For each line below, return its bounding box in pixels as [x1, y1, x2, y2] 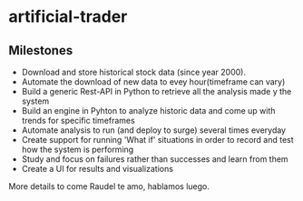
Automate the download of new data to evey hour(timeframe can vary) [21, 76, 286, 87]
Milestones [8, 43, 73, 58]
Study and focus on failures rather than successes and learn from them [21, 154, 288, 165]
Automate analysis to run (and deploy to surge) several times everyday [21, 125, 287, 136]
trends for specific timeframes [21, 116, 135, 126]
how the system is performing [21, 144, 134, 155]
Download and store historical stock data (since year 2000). [21, 66, 247, 77]
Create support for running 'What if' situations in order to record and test [21, 135, 294, 145]
